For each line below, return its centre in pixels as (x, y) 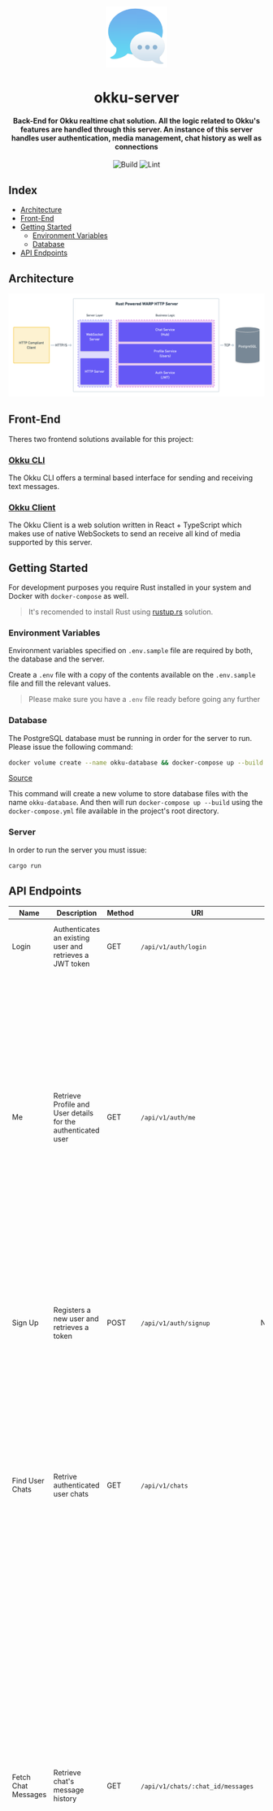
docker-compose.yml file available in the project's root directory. (114, 811)
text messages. (34, 486)
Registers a (72, 1310)
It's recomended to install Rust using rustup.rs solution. (121, 612)
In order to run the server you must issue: (78, 850)
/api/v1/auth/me (168, 1118)
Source (20, 778)
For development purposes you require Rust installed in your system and (130, 587)
